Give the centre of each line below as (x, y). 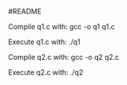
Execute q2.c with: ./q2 (46, 72)
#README (25, 11)
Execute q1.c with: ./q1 (44, 42)
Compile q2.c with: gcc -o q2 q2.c (64, 57)
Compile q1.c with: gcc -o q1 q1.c (62, 26)
